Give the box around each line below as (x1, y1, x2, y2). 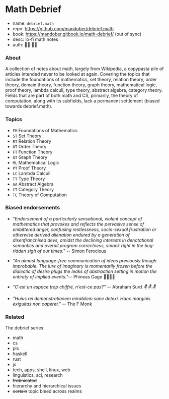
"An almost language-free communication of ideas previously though (12, 257, 157, 263)
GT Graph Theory (12, 154, 48, 160)
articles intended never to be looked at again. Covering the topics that (5, 71, 150, 77)
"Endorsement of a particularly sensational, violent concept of (12, 215, 142, 221)
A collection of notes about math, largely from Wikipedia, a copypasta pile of (5, 66, 164, 72)
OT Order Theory (12, 143, 47, 149)
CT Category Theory (12, 186, 54, 192)
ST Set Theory (12, 133, 42, 139)
